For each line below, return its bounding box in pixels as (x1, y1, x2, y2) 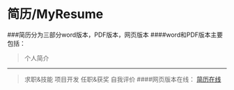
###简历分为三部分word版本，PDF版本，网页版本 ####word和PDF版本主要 (7, 30, 224, 39)
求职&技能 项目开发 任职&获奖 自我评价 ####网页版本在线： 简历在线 (24, 75, 221, 83)
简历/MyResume (7, 6, 104, 22)
